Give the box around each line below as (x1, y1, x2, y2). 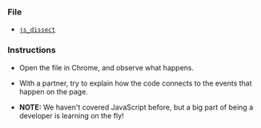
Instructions (7, 45, 57, 56)
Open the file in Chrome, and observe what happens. (18, 62, 194, 72)
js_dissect (18, 26, 56, 34)
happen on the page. (18, 86, 89, 96)
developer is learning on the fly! (18, 110, 125, 120)
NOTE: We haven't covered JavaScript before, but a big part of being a (18, 102, 254, 112)
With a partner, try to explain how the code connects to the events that (18, 78, 253, 88)
